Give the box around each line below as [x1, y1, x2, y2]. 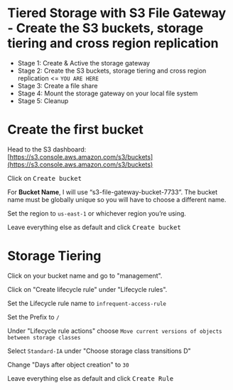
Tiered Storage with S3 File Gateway [7, 5, 227, 21]
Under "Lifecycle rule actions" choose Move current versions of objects [7, 326, 222, 335]
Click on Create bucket [7, 174, 82, 182]
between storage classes [7, 334, 81, 341]
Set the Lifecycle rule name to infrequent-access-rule [7, 299, 167, 307]
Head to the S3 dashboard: [7, 144, 87, 154]
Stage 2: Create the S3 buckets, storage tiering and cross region [17, 66, 207, 75]
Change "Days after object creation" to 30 [7, 360, 129, 369]
